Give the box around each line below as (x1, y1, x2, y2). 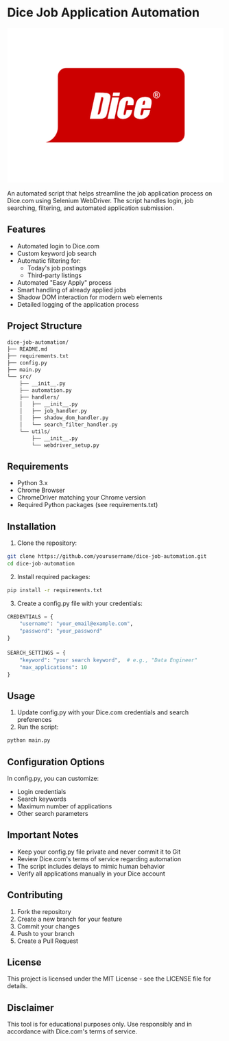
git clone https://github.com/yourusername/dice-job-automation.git (7, 552, 207, 560)
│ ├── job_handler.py (19, 408, 88, 414)
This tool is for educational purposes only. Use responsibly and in (7, 1020, 192, 1029)
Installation (7, 520, 56, 533)
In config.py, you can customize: (7, 774, 99, 782)
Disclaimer (7, 1002, 54, 1014)
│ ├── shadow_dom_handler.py (19, 414, 109, 421)
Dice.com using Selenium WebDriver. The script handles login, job (7, 196, 194, 204)
